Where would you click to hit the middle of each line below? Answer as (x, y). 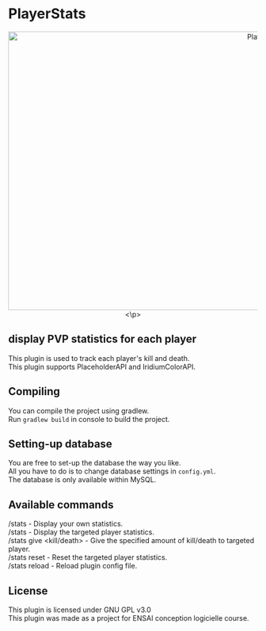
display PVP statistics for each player (102, 339)
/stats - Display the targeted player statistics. (82, 532)
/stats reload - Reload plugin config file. (73, 566)
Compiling (34, 392)
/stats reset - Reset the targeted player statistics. (88, 557)
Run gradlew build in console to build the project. (89, 419)
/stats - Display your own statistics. (66, 524)
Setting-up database (60, 444)
